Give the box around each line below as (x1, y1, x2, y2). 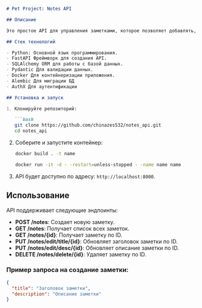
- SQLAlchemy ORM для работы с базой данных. (6, 61, 123, 67)
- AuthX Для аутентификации (6, 83, 78, 89)
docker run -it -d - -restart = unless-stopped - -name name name (15, 161, 181, 167)
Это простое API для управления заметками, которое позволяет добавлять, (6, 27, 197, 33)
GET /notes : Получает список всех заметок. (15, 225, 130, 232)
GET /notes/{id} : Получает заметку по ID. (15, 231, 123, 239)
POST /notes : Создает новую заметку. (15, 218, 115, 225)
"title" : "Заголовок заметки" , (12, 285, 91, 292)
